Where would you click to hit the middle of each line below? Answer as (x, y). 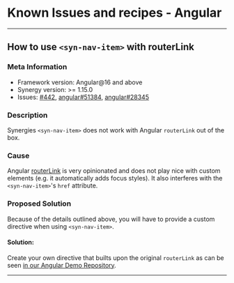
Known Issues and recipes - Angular (115, 13)
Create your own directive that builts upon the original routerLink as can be (116, 258)
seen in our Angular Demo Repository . (62, 265)
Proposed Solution (39, 204)
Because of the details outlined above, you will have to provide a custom (111, 219)
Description (28, 115)
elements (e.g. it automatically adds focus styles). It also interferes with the (115, 178)
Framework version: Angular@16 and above (80, 82)
